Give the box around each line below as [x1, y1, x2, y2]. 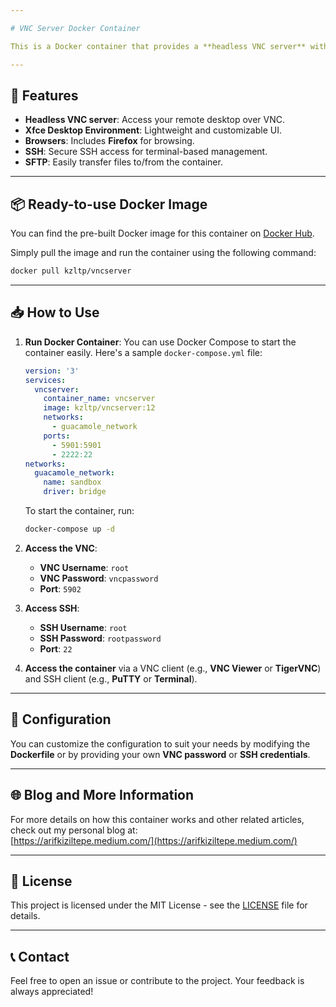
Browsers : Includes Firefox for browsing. [24, 135, 195, 147]
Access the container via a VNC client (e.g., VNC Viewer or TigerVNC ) [24, 662, 322, 674]
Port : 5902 [39, 582, 82, 595]
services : [24, 375, 67, 385]
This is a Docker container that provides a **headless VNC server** [10, 41, 307, 51]
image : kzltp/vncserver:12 [43, 403, 156, 413]
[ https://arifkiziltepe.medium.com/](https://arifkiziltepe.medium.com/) [10, 834, 298, 846]
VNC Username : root [39, 561, 130, 573]
